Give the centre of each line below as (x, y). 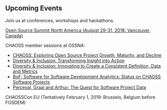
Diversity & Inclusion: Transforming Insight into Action (69, 61)
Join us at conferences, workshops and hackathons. (60, 20)
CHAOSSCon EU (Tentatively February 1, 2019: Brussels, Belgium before (80, 97)
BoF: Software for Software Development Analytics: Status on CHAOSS (87, 76)
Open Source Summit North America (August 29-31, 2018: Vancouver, (78, 30)
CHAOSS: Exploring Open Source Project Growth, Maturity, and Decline (87, 55)
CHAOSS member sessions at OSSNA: (45, 45)
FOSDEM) (16, 102)
